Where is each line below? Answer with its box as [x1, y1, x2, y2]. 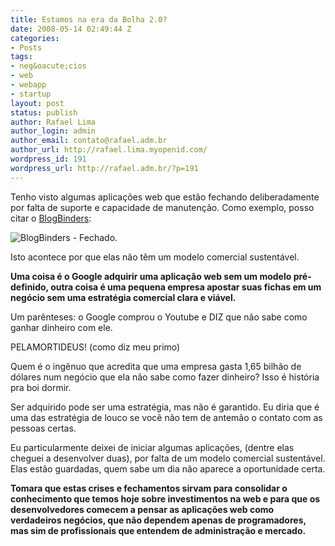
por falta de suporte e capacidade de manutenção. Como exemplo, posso [10, 201, 315, 213]
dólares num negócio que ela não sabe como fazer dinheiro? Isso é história [10, 371, 320, 383]
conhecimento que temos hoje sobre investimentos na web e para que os [10, 492, 321, 505]
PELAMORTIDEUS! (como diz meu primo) [10, 341, 181, 353]
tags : [10, 52, 33, 62]
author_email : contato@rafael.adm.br [10, 136, 168, 146]
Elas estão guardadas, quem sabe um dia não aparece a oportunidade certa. [10, 462, 326, 475]
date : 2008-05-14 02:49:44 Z [10, 24, 132, 34]
